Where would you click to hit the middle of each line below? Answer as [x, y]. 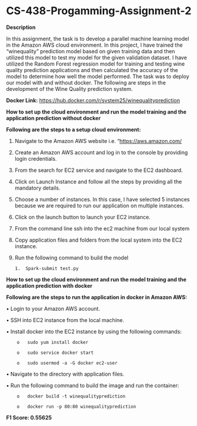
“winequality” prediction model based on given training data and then [91, 51]
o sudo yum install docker [53, 342]
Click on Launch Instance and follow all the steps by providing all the [98, 181]
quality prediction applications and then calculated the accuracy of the [92, 70]
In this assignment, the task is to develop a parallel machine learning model [98, 38]
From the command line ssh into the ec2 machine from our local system [102, 228]
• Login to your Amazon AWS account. [53, 308]
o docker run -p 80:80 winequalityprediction [76, 407]
